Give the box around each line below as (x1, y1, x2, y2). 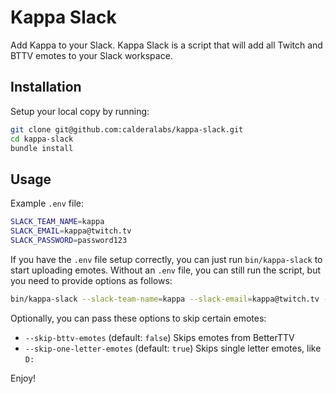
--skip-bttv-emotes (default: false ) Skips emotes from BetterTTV (24, 331, 295, 343)
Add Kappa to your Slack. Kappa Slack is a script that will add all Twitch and (10, 39, 323, 51)
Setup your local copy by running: (10, 105, 150, 117)
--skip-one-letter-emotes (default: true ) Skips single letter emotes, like (24, 342, 322, 354)
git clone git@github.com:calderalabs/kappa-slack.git (10, 124, 244, 135)
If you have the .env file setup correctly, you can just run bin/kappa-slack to (10, 253, 323, 265)
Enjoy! (10, 372, 37, 384)
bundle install (10, 143, 74, 153)
